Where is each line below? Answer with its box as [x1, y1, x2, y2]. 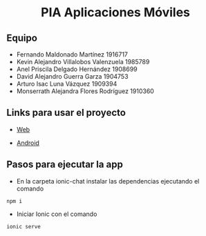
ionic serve [6, 223, 41, 230]
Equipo [6, 32, 37, 43]
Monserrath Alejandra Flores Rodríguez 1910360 [16, 87, 155, 95]
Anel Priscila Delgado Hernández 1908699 [16, 65, 138, 73]
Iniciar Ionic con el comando [16, 210, 97, 218]
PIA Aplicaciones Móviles [40, 5, 191, 21]
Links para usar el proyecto [6, 107, 126, 119]
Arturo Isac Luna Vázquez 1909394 [16, 80, 118, 88]
